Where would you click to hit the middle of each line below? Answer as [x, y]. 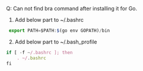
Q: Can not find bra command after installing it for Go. [72, 9]
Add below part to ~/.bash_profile [56, 42]
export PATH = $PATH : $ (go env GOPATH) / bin [59, 31]
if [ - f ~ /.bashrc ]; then [39, 52]
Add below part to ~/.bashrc [49, 20]
